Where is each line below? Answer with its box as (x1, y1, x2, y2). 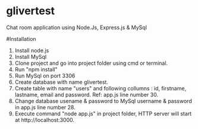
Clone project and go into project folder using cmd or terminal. (14, 59, 168, 67)
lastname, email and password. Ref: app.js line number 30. (14, 91, 159, 98)
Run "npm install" (14, 65, 58, 73)
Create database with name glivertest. (14, 78, 109, 86)
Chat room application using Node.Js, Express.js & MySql (6, 24, 147, 31)
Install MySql (14, 53, 46, 60)
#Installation (6, 35, 37, 42)
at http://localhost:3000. (14, 116, 74, 123)
